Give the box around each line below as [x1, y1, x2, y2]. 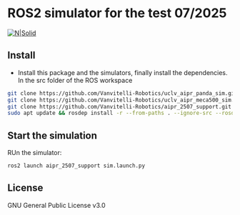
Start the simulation [7, 129, 98, 141]
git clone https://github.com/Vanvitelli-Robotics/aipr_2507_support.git [7, 103, 232, 110]
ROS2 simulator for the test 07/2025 [7, 5, 227, 21]
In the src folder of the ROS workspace [17, 76, 133, 84]
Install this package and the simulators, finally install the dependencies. [17, 68, 228, 76]
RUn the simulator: [7, 149, 62, 157]
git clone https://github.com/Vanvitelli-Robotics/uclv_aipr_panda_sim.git [7, 89, 238, 97]
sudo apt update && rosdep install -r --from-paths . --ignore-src [7, 109, 213, 117]
